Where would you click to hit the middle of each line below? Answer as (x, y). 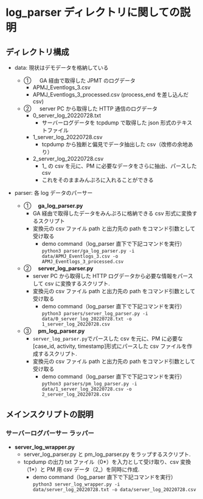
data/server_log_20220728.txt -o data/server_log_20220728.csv (114, 489)
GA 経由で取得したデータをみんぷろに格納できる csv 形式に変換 (112, 213)
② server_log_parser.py (58, 268)
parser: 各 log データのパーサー (53, 193)
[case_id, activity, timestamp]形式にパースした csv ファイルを (110, 346)
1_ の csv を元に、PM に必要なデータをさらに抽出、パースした (119, 166)
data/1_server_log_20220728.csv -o (87, 389)
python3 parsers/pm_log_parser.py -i (89, 384)
